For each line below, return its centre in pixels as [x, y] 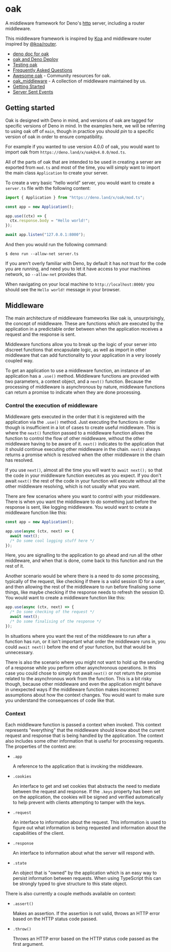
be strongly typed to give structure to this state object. [70, 884]
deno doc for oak [31, 54]
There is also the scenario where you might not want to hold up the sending [85, 662]
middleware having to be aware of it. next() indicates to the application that [85, 444]
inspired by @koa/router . [31, 44]
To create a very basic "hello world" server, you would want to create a [80, 183]
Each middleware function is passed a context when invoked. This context [83, 725]
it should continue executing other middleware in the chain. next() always [83, 449]
